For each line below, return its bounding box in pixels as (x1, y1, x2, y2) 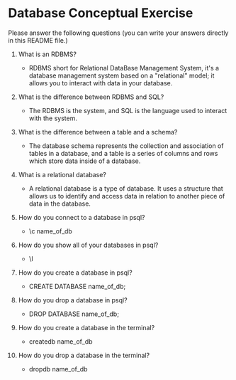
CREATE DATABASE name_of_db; (28, 282, 126, 290)
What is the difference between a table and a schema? (18, 127, 178, 136)
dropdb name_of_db (28, 364, 88, 373)
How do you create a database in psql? (18, 268, 133, 277)
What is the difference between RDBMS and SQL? (18, 93, 164, 101)
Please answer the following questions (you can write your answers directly (8, 28, 229, 37)
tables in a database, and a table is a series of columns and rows (28, 149, 218, 157)
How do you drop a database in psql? (18, 295, 128, 304)
